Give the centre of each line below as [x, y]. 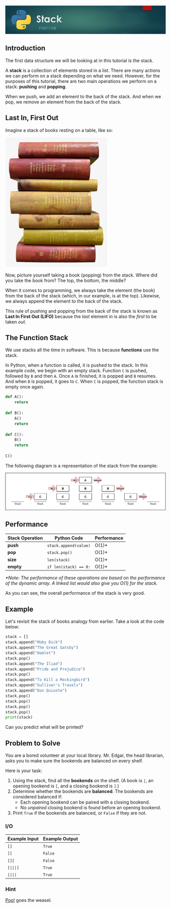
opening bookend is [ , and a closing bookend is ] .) [66, 786]
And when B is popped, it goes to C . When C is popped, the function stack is [84, 381]
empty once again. [25, 387]
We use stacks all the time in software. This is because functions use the [82, 350]
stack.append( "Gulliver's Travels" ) [44, 685]
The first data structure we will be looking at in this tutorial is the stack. [79, 60]
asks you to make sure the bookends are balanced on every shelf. [74, 761]
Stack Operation [25, 538]
